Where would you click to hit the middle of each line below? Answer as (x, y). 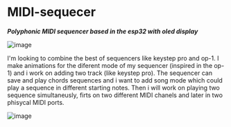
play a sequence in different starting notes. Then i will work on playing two (114, 87)
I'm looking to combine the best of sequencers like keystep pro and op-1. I (113, 58)
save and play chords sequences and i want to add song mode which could (115, 80)
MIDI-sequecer (51, 12)
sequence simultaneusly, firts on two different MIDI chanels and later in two (115, 95)
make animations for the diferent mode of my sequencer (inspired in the (110, 65)
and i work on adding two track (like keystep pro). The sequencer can (113, 73)
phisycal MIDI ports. (36, 102)
